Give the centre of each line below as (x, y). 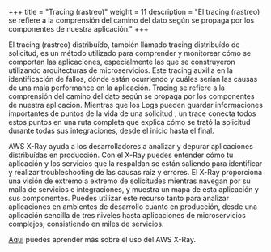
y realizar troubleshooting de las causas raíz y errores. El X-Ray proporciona (135, 172)
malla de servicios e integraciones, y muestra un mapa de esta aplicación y (133, 189)
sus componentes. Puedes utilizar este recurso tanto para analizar (119, 198)
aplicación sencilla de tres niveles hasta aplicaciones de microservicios (127, 215)
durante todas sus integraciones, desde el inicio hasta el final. (111, 130)
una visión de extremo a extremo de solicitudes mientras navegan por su (129, 181)
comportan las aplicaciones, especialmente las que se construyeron (122, 62)
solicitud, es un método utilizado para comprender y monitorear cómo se (130, 53)
